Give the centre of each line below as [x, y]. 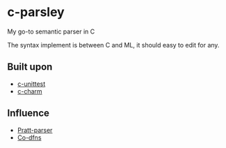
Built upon [30, 67]
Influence [29, 113]
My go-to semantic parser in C [51, 31]
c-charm [30, 91]
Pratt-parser [35, 130]
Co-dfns [29, 138]
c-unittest [31, 84]
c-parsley [36, 12]
